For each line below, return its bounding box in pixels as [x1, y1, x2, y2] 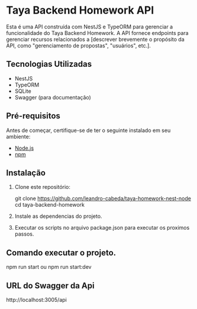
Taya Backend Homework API [6, 4, 154, 17]
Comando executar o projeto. [6, 247, 117, 257]
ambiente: [6, 133, 31, 140]
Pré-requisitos [6, 111, 61, 121]
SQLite [14, 87, 31, 95]
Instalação [6, 168, 46, 178]
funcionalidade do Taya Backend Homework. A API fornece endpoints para [6, 29, 189, 36]
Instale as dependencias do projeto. [14, 213, 102, 220]
